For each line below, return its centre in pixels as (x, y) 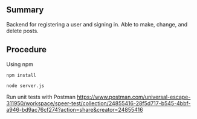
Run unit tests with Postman (41, 97)
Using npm (20, 64)
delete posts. (23, 31)
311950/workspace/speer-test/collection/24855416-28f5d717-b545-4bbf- (98, 103)
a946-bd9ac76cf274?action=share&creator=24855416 (75, 109)
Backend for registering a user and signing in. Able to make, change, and (97, 24)
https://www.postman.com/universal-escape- (134, 97)
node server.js (25, 86)
